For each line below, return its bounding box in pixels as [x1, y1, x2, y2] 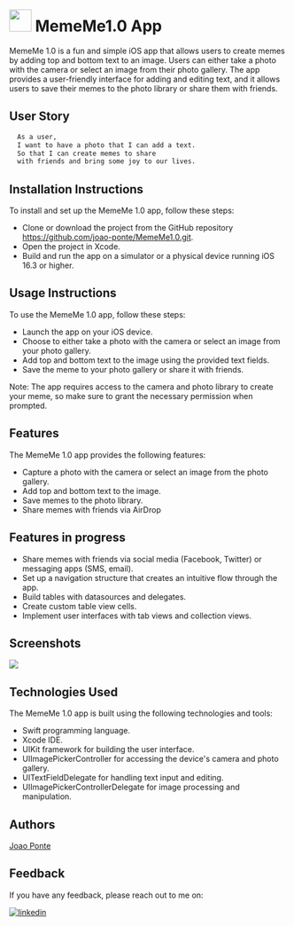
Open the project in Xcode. [21, 241, 121, 252]
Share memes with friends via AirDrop [21, 504, 161, 514]
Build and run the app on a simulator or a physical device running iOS [21, 251, 275, 262]
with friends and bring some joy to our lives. [17, 157, 197, 166]
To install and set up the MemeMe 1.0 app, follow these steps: [9, 205, 235, 216]
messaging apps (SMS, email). [21, 563, 134, 574]
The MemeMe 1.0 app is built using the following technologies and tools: [9, 708, 273, 718]
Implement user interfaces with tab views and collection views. [21, 610, 252, 621]
